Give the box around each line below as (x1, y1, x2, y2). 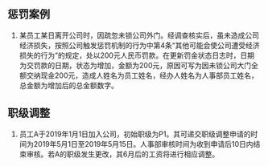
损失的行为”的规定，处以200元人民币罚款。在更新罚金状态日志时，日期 (19, 51, 255, 60)
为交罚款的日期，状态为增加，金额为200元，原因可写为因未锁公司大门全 (19, 60, 258, 70)
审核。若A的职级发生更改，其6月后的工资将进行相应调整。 (26, 149, 220, 159)
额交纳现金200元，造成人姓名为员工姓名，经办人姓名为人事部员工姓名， (19, 71, 258, 80)
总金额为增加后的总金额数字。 (19, 80, 118, 90)
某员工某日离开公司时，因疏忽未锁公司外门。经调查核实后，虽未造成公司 (19, 30, 259, 40)
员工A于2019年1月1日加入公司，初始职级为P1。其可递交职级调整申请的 (19, 129, 251, 139)
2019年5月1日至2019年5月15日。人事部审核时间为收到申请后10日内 (33, 139, 254, 148)
